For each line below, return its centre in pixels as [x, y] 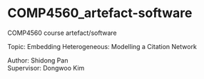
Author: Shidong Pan [38, 60]
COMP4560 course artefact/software [62, 33]
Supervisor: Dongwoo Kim [46, 68]
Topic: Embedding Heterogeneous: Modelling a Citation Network [102, 46]
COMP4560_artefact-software [100, 13]
